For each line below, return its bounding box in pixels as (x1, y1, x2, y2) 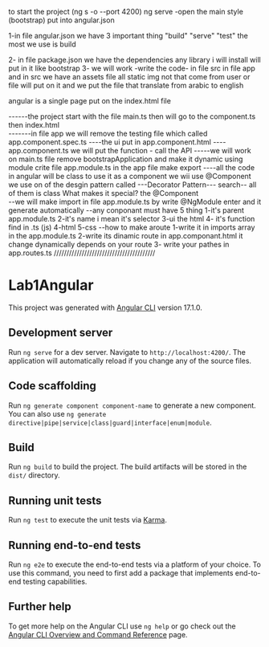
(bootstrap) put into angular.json (8, 15, 115, 25)
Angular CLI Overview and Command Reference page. (8, 629, 188, 639)
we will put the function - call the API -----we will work (70, 146, 251, 155)
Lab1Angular (8, 276, 94, 295)
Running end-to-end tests (8, 538, 141, 552)
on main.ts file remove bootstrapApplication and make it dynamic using (8, 154, 243, 164)
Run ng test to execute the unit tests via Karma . (8, 515, 167, 525)
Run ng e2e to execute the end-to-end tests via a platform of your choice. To (8, 560, 262, 569)
